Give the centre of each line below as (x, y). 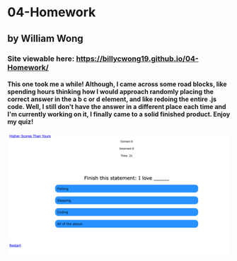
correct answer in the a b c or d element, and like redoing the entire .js (112, 99)
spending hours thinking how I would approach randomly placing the (111, 92)
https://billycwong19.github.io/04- (138, 59)
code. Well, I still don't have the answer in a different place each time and (117, 107)
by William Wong (45, 39)
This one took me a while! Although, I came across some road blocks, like (117, 84)
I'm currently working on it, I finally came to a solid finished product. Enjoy (119, 115)
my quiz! (21, 122)
